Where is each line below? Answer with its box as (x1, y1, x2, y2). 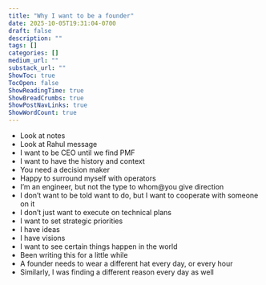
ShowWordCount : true (8, 109, 78, 117)
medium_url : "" (8, 57, 59, 65)
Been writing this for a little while (19, 250, 128, 259)
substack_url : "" (8, 64, 66, 72)
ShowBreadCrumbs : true (8, 94, 84, 102)
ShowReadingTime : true (8, 86, 84, 95)
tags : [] (8, 42, 38, 50)
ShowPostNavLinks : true (8, 101, 88, 109)
